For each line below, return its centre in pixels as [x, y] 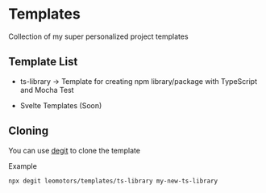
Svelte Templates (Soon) [61, 105]
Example [23, 166]
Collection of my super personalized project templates [98, 36]
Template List [43, 62]
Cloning [29, 131]
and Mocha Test [47, 90]
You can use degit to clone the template [75, 150]
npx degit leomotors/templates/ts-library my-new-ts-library [113, 181]
